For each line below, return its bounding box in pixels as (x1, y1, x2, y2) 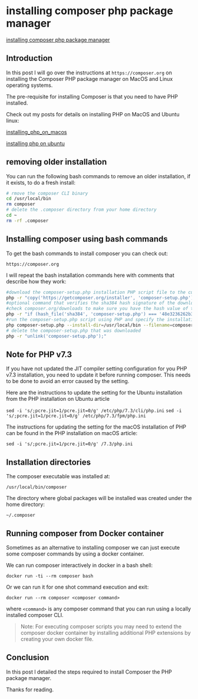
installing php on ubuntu (6, 140, 65, 147)
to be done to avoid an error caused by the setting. (6, 378, 130, 385)
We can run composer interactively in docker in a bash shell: (6, 561, 153, 569)
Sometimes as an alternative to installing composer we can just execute (6, 544, 180, 551)
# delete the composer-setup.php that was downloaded (6, 328, 141, 334)
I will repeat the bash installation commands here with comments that (6, 272, 175, 279)
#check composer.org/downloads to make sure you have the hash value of (6, 306, 189, 312)
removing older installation (6, 157, 107, 167)
